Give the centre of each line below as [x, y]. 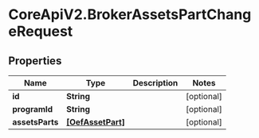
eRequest [41, 31]
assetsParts [35, 122]
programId [33, 109]
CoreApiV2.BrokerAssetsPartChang [130, 15]
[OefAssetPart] [96, 122]
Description [155, 83]
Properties [35, 61]
